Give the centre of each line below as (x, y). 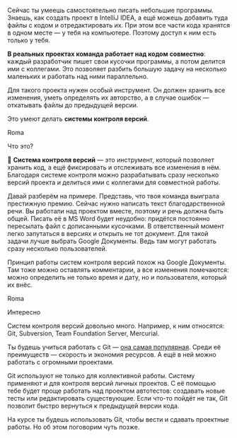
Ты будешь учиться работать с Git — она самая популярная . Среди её (114, 347)
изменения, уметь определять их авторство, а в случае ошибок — (109, 97)
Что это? (21, 146)
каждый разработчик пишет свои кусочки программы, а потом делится (116, 61)
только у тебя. (29, 40)
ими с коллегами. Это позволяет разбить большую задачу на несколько (117, 69)
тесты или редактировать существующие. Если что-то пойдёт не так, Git (117, 398)
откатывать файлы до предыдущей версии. (73, 105)
